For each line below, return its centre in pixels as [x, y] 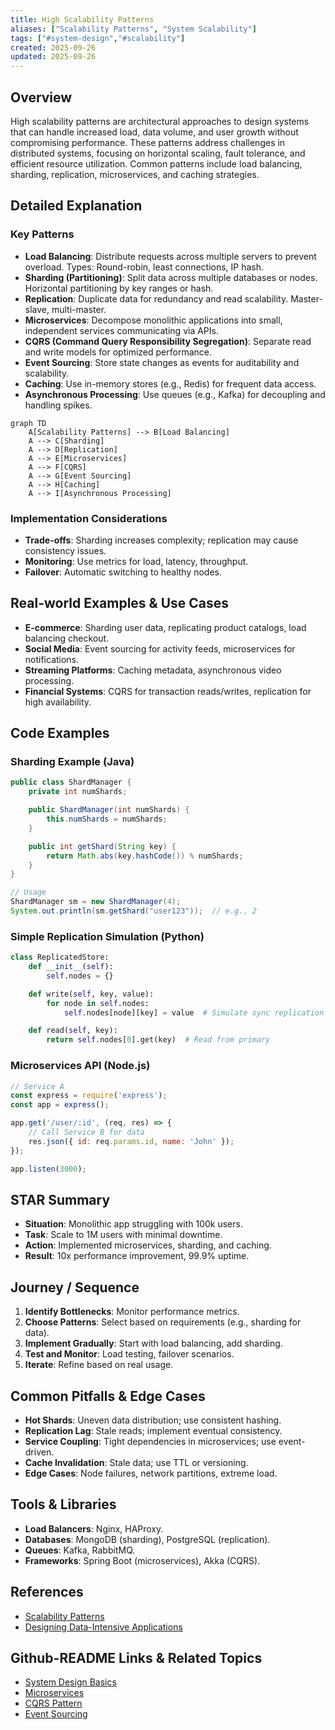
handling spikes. [58, 405]
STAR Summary [60, 1199]
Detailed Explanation [76, 206]
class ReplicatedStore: [60, 957]
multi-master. [79, 309]
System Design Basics [70, 1682]
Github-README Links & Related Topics [136, 1657]
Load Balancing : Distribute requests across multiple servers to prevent [170, 256]
